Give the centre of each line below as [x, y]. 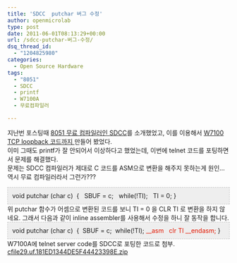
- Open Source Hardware [48, 66]
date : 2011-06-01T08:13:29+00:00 [56, 33]
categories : [25, 60]
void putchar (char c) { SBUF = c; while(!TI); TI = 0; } [95, 195]
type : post [23, 27]
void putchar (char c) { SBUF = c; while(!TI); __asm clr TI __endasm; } [116, 231]
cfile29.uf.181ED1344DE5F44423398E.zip [68, 252]
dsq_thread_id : [30, 47]
